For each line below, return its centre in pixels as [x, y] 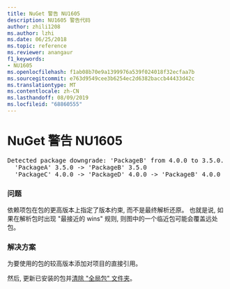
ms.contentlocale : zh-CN [43, 91]
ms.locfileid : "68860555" [45, 104]
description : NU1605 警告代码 [49, 20]
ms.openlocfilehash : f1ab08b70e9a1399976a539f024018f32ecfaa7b [101, 72]
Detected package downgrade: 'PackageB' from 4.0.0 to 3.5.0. [116, 160]
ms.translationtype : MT [42, 85]
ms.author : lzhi [31, 33]
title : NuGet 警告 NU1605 [44, 14]
